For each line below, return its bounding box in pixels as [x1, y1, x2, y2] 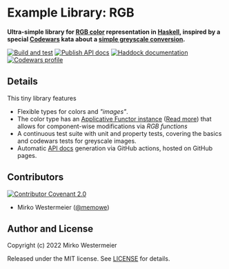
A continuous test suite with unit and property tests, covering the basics [17, 129, 222, 137]
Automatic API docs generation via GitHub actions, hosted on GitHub [17, 143, 213, 152]
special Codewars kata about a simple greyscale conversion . [7, 34, 186, 43]
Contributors [7, 171, 64, 183]
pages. [17, 151, 37, 159]
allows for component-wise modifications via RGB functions [17, 122, 188, 130]
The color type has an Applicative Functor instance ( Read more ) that [17, 114, 212, 123]
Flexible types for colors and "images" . [17, 107, 129, 115]
